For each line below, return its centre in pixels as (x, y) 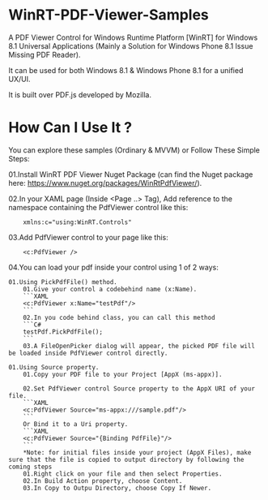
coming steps (30, 467)
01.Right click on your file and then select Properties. (123, 474)
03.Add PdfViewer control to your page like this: (88, 237)
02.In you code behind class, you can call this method (119, 317)
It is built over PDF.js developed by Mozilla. (80, 94)
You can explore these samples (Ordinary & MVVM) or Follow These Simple (134, 150)
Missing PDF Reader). (45, 54)
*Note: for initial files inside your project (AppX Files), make (137, 452)
